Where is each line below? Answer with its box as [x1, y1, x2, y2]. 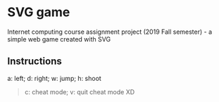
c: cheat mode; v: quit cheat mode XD [24, 87, 135, 96]
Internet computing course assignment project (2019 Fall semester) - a [7, 27, 213, 36]
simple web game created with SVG [7, 34, 111, 43]
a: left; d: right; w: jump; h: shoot [7, 74, 102, 82]
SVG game [7, 4, 70, 20]
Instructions [7, 56, 62, 68]
